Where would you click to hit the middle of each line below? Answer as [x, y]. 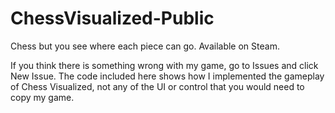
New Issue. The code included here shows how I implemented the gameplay [167, 76]
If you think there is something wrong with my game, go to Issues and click [164, 65]
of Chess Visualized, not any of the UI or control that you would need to [157, 86]
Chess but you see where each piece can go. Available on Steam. [145, 46]
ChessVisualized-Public [112, 18]
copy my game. [42, 97]
